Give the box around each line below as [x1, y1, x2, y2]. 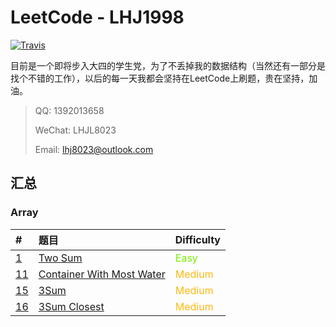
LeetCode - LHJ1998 [10, 6, 185, 29]
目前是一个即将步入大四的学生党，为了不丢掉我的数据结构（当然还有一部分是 [10, 59, 326, 71]
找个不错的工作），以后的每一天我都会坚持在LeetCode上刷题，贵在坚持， [10, 72, 310, 84]
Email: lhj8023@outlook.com [34, 143, 154, 155]
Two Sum [38, 251, 83, 265]
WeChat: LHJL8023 [34, 124, 117, 136]
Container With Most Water [38, 267, 166, 281]
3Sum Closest [38, 299, 105, 313]
